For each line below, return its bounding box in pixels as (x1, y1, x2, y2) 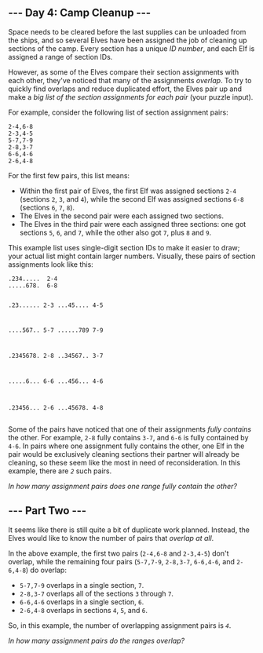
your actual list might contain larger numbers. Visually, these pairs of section (8, 251, 256, 261)
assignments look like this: (8, 259, 94, 269)
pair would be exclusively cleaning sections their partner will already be (8, 449, 239, 458)
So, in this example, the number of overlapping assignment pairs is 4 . (8, 620, 232, 630)
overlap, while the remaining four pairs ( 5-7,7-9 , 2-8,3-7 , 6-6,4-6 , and (8, 556, 236, 566)
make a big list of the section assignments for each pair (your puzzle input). (8, 92, 254, 101)
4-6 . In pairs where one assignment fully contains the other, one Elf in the (8, 441, 245, 451)
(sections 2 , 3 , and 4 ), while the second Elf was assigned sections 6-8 (19, 194, 245, 203)
